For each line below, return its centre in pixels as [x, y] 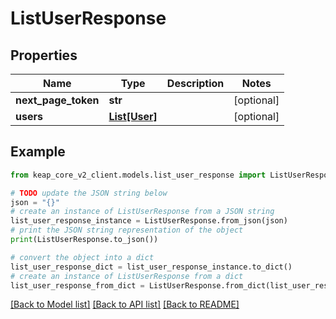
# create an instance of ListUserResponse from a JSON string [142, 212]
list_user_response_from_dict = [77, 285]
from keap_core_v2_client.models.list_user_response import [138, 175]
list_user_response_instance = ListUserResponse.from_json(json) [149, 221]
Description [195, 83]
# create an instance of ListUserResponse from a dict [127, 276]
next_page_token [57, 100]
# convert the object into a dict [82, 257]
